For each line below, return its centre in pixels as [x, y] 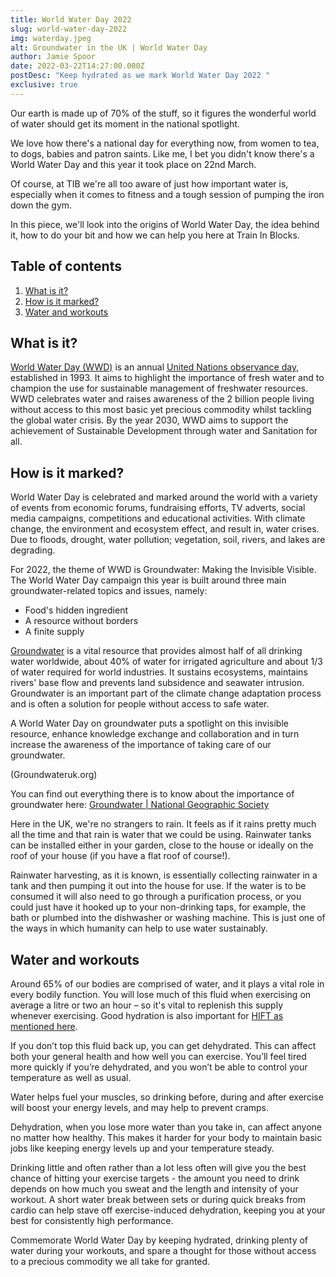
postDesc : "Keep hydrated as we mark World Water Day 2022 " [140, 76]
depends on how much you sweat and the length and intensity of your [154, 1189]
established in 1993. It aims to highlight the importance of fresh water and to [167, 378]
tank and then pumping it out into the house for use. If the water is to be [158, 886]
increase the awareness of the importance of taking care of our [141, 745]
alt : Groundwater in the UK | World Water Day [109, 47]
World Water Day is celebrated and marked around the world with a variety [164, 497]
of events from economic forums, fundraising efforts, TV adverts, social [158, 508]
